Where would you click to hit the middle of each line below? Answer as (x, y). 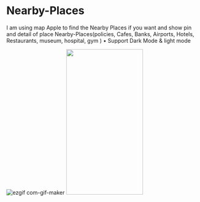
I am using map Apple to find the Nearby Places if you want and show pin (99, 28)
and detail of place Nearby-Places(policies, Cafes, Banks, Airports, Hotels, (100, 34)
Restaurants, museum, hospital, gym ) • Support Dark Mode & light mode (99, 40)
